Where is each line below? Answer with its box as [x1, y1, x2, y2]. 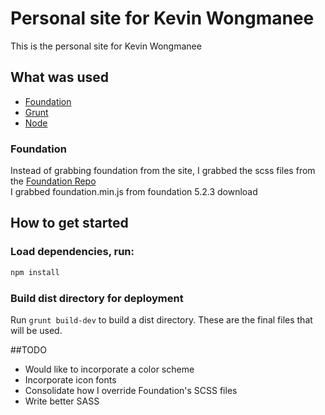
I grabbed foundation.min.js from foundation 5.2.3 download [10, 186, 258, 198]
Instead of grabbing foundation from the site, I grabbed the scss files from [10, 165, 316, 177]
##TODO [10, 343, 47, 356]
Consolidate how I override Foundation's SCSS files [24, 384, 238, 396]
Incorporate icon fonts [24, 373, 117, 386]
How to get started [10, 215, 129, 232]
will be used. [10, 324, 63, 336]
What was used [10, 69, 110, 86]
